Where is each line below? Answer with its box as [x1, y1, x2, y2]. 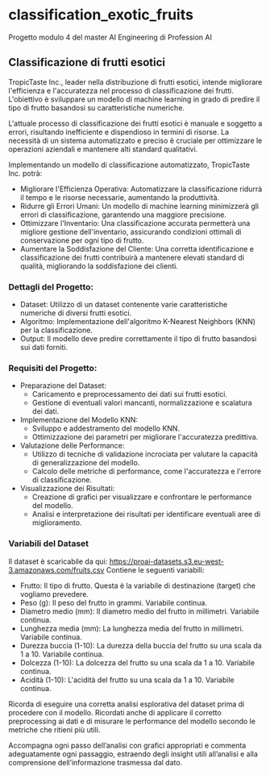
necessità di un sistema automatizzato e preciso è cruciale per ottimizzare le [8, 135, 263, 145]
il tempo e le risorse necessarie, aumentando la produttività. [19, 192, 220, 202]
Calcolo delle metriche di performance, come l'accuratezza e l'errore [31, 466, 262, 477]
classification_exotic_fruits [8, 6, 193, 24]
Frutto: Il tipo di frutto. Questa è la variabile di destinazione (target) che [19, 581, 256, 590]
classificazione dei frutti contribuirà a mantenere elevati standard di [19, 252, 244, 262]
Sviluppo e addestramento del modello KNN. [31, 423, 180, 433]
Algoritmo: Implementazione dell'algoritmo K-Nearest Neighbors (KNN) [19, 317, 256, 327]
